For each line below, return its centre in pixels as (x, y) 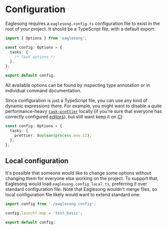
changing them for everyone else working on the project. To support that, (82, 179)
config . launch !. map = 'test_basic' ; (44, 213)
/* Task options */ (35, 57)
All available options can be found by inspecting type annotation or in (78, 85)
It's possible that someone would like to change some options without (78, 173)
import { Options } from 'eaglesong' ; (46, 38)
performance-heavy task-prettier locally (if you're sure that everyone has (84, 111)
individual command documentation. (43, 91)
